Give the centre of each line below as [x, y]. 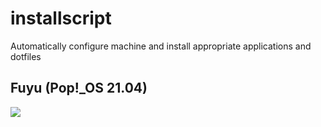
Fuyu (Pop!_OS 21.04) [79, 88]
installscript [61, 18]
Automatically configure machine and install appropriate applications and [161, 46]
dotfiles [26, 56]
